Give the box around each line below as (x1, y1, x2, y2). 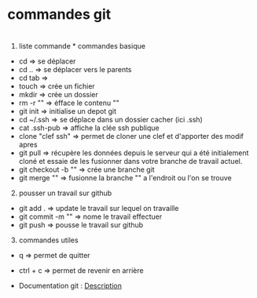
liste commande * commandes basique (18, 42, 146, 51)
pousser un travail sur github (18, 188, 112, 198)
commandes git (7, 5, 112, 24)
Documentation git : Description (18, 281, 123, 291)
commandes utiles (18, 235, 79, 245)
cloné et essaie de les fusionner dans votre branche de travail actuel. (18, 157, 243, 166)
